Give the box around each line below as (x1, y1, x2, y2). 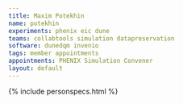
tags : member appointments (8, 49, 99, 57)
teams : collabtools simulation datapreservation (8, 34, 175, 43)
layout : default (8, 64, 63, 73)
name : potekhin (8, 19, 60, 27)
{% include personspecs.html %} (8, 86, 119, 96)
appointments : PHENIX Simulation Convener (8, 57, 153, 65)
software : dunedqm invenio (8, 42, 99, 50)
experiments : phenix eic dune (8, 27, 110, 35)
